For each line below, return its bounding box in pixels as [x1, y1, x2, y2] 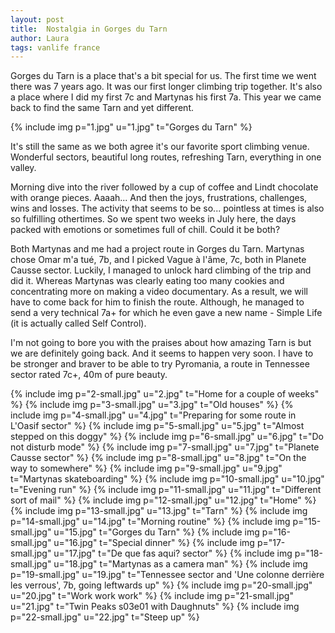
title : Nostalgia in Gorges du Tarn [10, 24, 168, 34]
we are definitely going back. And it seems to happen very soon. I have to [10, 347, 314, 360]
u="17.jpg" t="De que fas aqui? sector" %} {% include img [53, 547, 293, 560]
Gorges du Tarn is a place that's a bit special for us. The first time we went [10, 70, 317, 82]
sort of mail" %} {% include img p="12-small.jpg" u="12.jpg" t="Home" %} [10, 494, 317, 506]
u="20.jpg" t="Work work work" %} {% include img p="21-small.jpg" [10, 590, 294, 602]
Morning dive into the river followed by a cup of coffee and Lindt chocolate [10, 181, 319, 193]
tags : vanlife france [10, 42, 101, 53]
